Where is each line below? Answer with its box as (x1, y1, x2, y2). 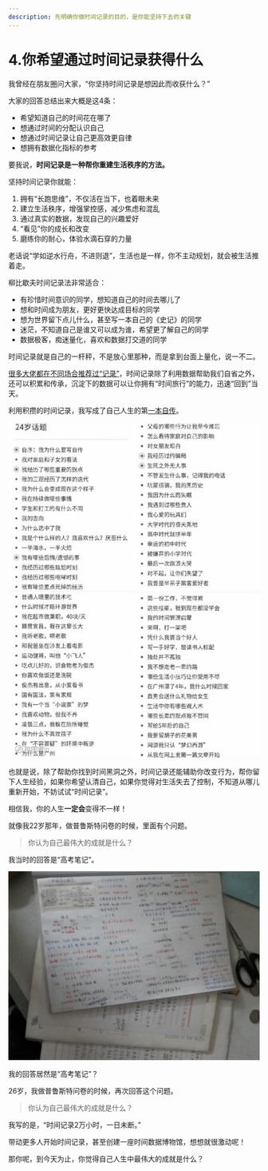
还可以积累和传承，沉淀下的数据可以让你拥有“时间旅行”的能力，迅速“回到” (8, 378, 251, 388)
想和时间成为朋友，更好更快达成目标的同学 (19, 305, 160, 314)
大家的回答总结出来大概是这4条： (8, 96, 118, 106)
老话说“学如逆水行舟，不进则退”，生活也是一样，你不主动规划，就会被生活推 (8, 250, 259, 260)
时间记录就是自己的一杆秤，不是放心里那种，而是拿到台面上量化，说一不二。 (8, 352, 260, 361)
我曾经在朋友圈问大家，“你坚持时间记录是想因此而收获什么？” (8, 78, 211, 88)
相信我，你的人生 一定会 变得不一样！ (8, 803, 128, 813)
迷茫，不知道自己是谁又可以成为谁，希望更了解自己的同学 (19, 325, 209, 334)
